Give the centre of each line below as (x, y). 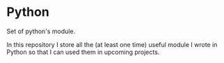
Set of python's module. (41, 31)
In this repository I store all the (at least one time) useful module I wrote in (112, 44)
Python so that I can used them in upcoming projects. (83, 52)
